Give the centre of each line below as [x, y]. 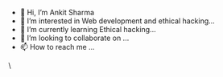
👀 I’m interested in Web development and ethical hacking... [117, 21]
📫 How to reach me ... [57, 47]
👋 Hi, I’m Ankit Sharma [57, 12]
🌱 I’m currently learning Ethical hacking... [88, 29]
